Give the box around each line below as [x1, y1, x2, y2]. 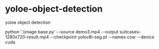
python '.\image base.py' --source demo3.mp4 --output [5, 29, 119, 34]
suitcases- [119, 29, 141, 34]
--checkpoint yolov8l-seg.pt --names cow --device [50, 34, 155, 40]
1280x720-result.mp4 [5, 34, 49, 40]
